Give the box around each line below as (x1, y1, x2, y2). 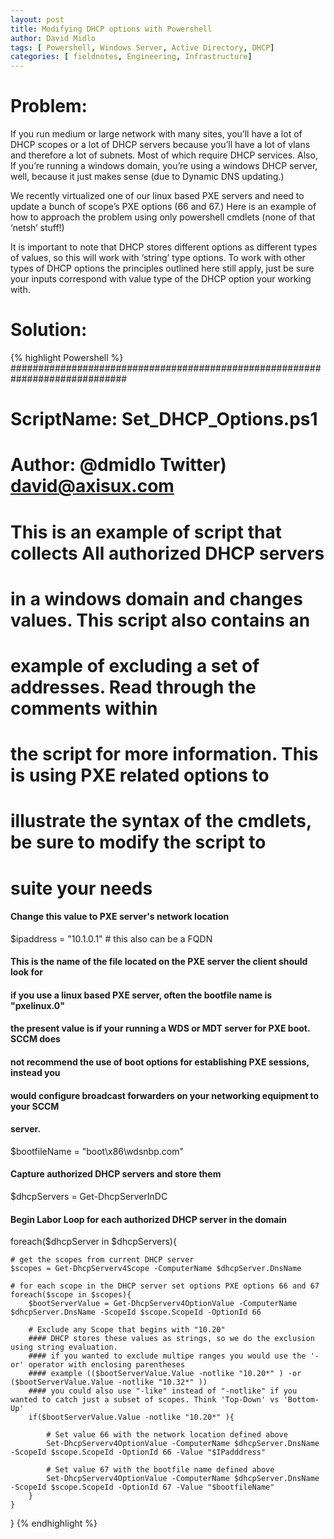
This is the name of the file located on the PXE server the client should (10, 956, 308, 968)
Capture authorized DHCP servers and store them (10, 1168, 222, 1180)
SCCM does (10, 1033, 61, 1045)
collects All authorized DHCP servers (10, 542, 325, 565)
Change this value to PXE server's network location (10, 911, 230, 923)
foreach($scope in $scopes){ (10, 1290, 132, 1300)
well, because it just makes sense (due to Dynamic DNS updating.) (10, 171, 285, 183)
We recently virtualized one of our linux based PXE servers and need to (10, 190, 305, 202)
